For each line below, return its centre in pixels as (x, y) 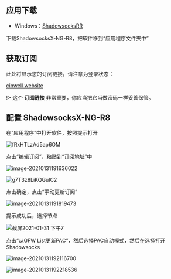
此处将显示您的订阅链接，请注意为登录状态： (60, 74)
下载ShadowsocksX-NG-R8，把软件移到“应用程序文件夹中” (78, 38)
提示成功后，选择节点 (32, 216)
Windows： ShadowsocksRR (49, 26)
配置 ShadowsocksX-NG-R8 (58, 118)
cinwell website (25, 85)
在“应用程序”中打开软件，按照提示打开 (52, 133)
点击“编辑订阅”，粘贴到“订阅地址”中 (49, 156)
